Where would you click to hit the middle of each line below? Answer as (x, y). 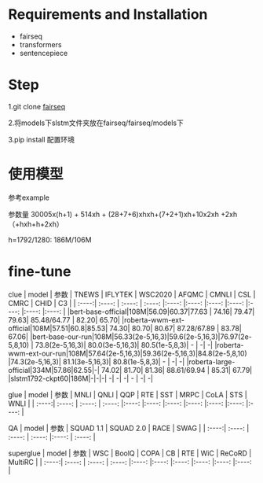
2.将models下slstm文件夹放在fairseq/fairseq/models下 (96, 123)
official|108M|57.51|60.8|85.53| (58, 328)
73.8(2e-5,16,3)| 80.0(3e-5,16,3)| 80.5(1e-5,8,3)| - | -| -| (124, 345)
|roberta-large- (211, 361)
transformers (40, 44)
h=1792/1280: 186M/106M (50, 240)
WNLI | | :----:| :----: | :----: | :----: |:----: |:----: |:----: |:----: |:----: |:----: (126, 404)
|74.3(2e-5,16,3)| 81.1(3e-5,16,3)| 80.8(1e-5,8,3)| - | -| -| (97, 361)
